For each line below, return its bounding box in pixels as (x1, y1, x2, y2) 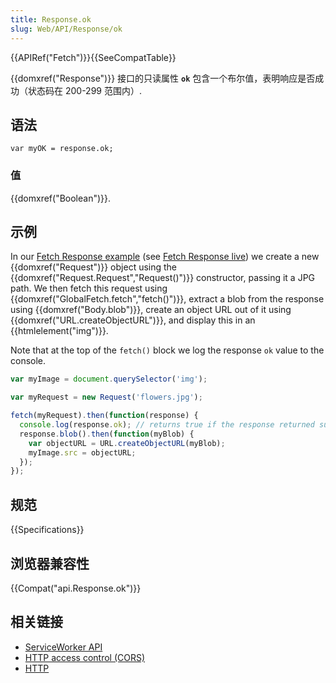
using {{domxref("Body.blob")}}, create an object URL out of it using (10, 304, 292, 316)
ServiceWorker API (24, 641, 103, 653)
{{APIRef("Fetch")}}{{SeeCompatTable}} (10, 51, 177, 63)
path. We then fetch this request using (10, 282, 168, 295)
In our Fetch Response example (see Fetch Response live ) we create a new (10, 251, 320, 263)
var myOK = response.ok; (10, 144, 114, 154)
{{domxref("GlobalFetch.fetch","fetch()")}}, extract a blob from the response (10, 293, 325, 305)
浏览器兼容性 (10, 555, 90, 572)
